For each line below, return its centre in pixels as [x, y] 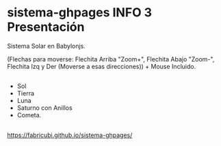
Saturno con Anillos [45, 108]
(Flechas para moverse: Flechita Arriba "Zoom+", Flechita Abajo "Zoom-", [111, 59]
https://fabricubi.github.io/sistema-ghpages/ [70, 135]
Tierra [26, 93]
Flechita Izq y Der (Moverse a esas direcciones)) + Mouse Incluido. [102, 66]
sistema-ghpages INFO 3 [80, 13]
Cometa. [29, 115]
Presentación [46, 27]
